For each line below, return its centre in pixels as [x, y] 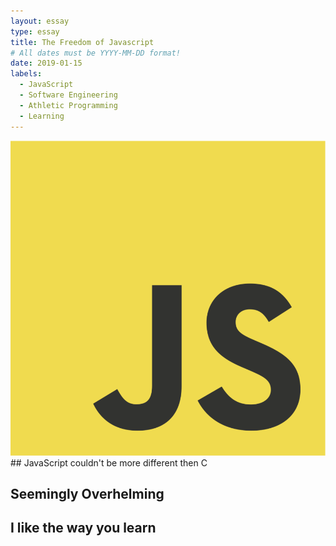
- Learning [42, 116]
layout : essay [40, 21]
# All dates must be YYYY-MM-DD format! [96, 53]
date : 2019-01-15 [46, 63]
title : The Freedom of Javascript [82, 42]
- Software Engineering [68, 95]
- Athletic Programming [68, 105]
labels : [26, 74]
